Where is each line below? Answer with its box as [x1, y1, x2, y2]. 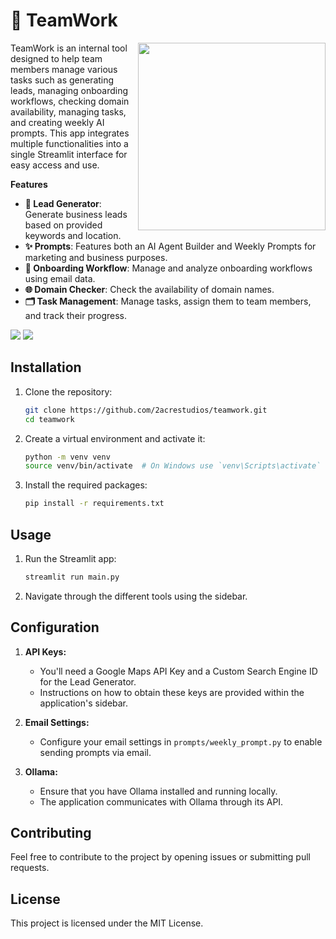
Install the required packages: [24, 479, 148, 491]
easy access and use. [10, 159, 100, 171]
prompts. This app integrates [10, 127, 130, 139]
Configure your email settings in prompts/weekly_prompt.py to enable [39, 735, 323, 748]
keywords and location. [24, 229, 122, 241]
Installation [10, 359, 82, 376]
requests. [10, 862, 50, 874]
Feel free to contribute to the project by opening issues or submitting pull [10, 851, 311, 863]
